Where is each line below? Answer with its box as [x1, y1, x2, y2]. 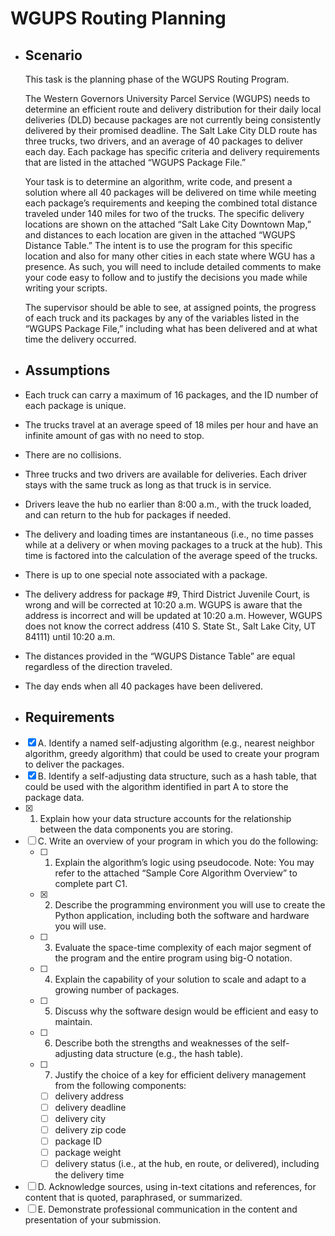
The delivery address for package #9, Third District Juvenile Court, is [24, 588, 310, 600]
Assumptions [24, 362, 111, 379]
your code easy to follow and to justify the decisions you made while [24, 272, 308, 283]
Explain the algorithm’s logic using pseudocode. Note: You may [54, 856, 315, 868]
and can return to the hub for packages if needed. [24, 508, 232, 521]
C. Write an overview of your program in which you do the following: [37, 835, 319, 847]
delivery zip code [54, 1123, 127, 1136]
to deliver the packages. [24, 758, 125, 770]
